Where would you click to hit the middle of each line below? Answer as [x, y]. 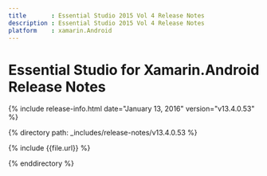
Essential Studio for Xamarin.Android [134, 70]
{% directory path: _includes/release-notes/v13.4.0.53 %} [103, 133]
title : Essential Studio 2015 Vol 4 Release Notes [106, 16]
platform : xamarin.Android [60, 30]
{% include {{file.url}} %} [49, 148]
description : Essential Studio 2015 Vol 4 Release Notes [106, 23]
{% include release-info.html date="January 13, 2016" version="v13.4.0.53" [132, 109]
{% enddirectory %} [41, 163]
